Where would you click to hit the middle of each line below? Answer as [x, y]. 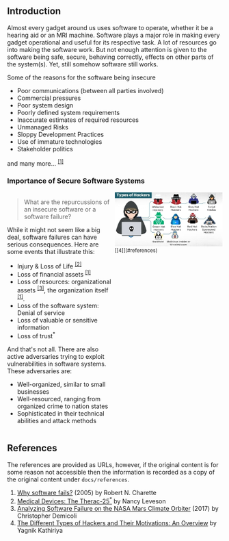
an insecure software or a [60, 209]
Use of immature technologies [59, 141]
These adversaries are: [40, 371]
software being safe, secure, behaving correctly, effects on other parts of [110, 57]
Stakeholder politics [45, 149]
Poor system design [45, 105]
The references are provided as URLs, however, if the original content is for [113, 464]
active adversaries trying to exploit [56, 357]
